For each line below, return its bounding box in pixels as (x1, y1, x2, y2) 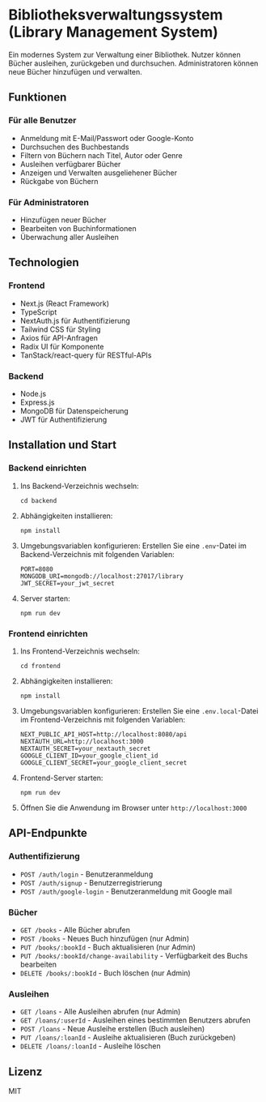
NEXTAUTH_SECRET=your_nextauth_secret (19, 744, 151, 753)
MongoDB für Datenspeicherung (19, 405, 129, 415)
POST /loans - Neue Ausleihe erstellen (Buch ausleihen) (19, 1024, 205, 1034)
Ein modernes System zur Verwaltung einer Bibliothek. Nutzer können (8, 49, 241, 59)
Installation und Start (8, 438, 117, 452)
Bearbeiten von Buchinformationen (19, 223, 137, 233)
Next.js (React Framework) (19, 298, 110, 308)
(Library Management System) (8, 23, 218, 41)
